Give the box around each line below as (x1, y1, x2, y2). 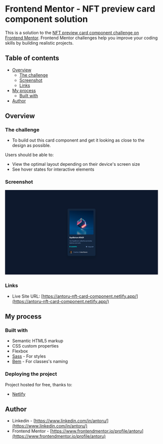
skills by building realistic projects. (5, 40, 74, 46)
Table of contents (5, 54, 59, 63)
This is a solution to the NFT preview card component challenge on (5, 30, 139, 35)
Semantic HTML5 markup (12, 338, 64, 344)
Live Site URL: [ (12, 293, 43, 299)
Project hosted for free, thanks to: (5, 381, 73, 387)
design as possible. (12, 143, 51, 148)
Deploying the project (5, 371, 57, 378)
